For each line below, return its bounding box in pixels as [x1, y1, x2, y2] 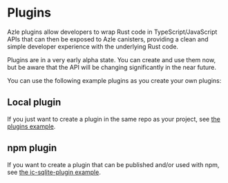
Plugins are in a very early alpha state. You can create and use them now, [7, 55, 216, 64]
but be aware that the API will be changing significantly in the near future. [7, 63, 216, 71]
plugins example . [7, 122, 56, 131]
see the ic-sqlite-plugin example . [7, 168, 102, 176]
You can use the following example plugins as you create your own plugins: [7, 76, 222, 84]
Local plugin [7, 97, 61, 108]
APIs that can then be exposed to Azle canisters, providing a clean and [7, 35, 209, 43]
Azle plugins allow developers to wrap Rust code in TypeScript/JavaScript [7, 28, 218, 36]
